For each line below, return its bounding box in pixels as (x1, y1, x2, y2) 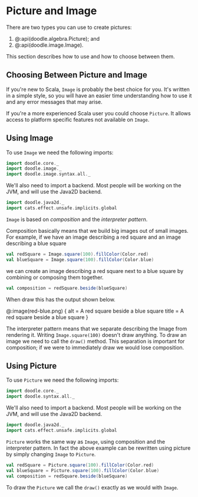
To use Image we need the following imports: (6, 149, 114, 156)
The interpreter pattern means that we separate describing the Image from (6, 325, 187, 332)
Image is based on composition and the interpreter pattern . (6, 216, 148, 223)
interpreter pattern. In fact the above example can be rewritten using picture (6, 444, 191, 451)
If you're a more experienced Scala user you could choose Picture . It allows (6, 109, 191, 116)
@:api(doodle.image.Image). (14, 41, 84, 48)
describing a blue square (6, 239, 67, 246)
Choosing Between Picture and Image (6, 70, 147, 80)
